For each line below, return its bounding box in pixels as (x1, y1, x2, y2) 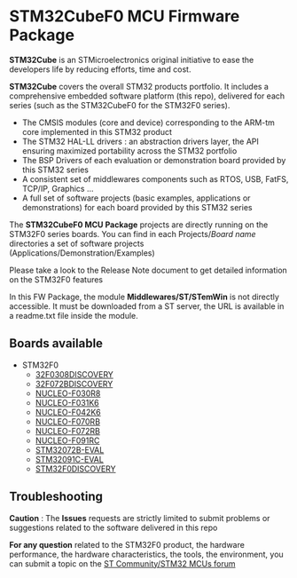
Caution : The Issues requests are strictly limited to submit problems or (9, 512, 270, 523)
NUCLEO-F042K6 (35, 407, 102, 417)
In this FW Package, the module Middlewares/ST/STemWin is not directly (9, 291, 279, 302)
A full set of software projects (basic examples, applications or (21, 193, 251, 203)
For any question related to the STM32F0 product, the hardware (9, 539, 246, 550)
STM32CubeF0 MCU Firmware (9, 6, 240, 27)
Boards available (9, 336, 104, 352)
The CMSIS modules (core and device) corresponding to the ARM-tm (21, 117, 275, 128)
